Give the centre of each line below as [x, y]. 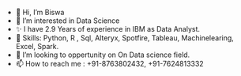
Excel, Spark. [37, 46]
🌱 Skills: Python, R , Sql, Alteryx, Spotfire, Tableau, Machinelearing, [125, 38]
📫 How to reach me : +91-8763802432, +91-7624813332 [109, 64]
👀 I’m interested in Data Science [68, 21]
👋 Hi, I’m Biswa [40, 12]
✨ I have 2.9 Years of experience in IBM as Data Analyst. [107, 29]
